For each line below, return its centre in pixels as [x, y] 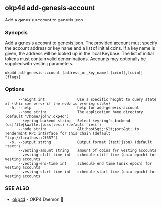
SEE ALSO [17, 188]
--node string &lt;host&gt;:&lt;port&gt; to [78, 129]
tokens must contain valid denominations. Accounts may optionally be [76, 59]
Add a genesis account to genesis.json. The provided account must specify [81, 43]
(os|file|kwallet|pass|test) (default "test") [53, 125]
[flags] [13, 77]
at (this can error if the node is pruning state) [58, 104]
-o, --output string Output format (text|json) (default [81, 142]
